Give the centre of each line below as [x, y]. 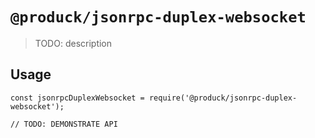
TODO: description [73, 43]
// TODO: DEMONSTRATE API [64, 124]
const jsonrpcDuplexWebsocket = [77, 98]
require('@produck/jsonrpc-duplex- [223, 98]
